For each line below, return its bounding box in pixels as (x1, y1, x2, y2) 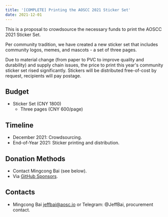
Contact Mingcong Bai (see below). (12, 168, 87, 174)
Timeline (5, 121, 34, 129)
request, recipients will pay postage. (5, 73, 81, 79)
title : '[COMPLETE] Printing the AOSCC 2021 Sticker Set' (5, 7, 131, 13)
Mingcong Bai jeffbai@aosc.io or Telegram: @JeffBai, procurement (12, 201, 154, 207)
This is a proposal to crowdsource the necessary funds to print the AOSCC (5, 26, 162, 32)
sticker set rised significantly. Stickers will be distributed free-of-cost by (5, 67, 157, 74)
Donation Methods (5, 154, 66, 163)
